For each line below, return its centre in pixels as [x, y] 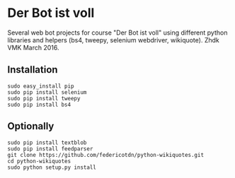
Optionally [31, 126]
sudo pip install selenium [47, 92]
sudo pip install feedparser [50, 149]
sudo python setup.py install [52, 167]
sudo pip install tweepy [44, 98]
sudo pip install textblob [47, 143]
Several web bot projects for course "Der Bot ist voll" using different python [117, 32]
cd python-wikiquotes [39, 161]
